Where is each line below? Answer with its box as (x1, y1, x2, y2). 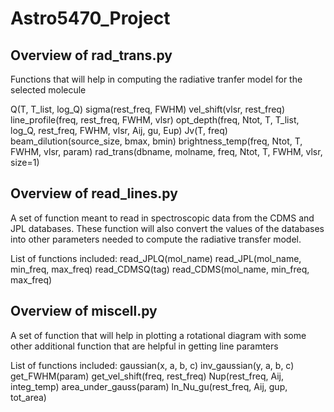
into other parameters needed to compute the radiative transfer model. (10, 233, 302, 245)
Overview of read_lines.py (10, 185, 178, 202)
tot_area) (10, 391, 47, 403)
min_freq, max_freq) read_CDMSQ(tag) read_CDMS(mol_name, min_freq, (10, 263, 310, 275)
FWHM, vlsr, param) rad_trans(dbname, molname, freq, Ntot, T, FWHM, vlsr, (10, 146, 323, 157)
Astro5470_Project (10, 7, 171, 30)
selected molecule (10, 84, 87, 96)
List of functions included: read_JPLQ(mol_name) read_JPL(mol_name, (10, 252, 302, 264)
